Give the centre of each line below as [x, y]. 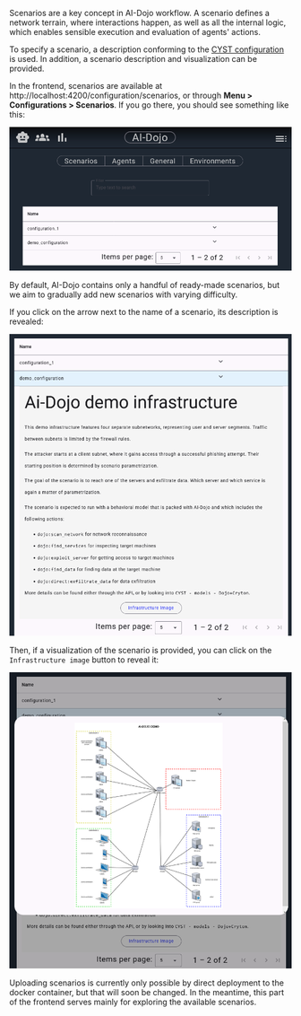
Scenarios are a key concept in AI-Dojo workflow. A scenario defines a [140, 13]
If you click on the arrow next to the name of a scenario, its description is [144, 312]
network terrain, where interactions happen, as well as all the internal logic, [148, 22]
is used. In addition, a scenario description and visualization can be [133, 59]
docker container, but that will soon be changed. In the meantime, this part [147, 993]
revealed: [26, 321]
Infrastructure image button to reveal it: [84, 660]
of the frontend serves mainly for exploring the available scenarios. [133, 1002]
